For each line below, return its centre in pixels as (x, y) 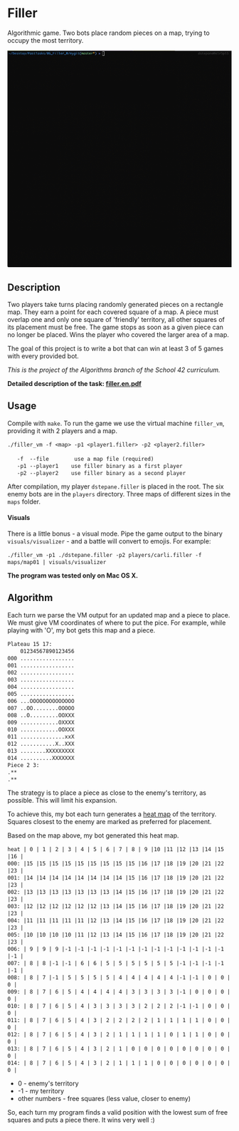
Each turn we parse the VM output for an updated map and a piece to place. (119, 615)
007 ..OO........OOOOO (41, 708)
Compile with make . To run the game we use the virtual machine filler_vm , (116, 423)
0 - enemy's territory (48, 1083)
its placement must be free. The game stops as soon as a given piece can (116, 327)
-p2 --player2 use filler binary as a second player (101, 473)
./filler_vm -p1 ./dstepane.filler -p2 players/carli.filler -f (105, 556)
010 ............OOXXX (41, 729)
